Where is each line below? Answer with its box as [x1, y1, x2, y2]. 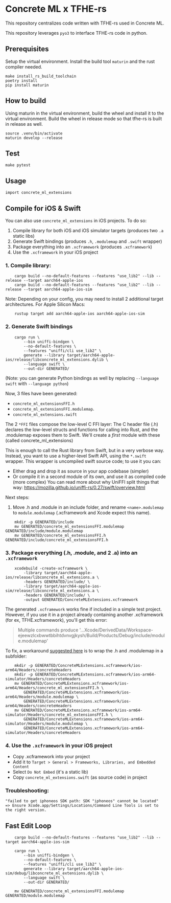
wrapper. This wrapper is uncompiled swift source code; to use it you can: [5, 458, 162, 464]
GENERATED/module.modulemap [5, 893, 65, 898]
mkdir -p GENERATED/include [14, 520, 74, 525]
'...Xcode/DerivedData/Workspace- [79, 627, 153, 633]
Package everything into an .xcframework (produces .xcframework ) [12, 244, 152, 250]
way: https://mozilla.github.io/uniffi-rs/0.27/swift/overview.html [12, 484, 145, 490]
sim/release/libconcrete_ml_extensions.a [5, 588, 95, 593]
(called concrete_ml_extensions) [5, 437, 74, 443]
